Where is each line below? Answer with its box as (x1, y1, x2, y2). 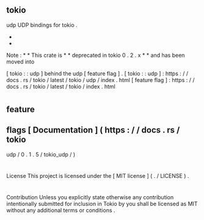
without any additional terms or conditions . (6, 207, 115, 214)
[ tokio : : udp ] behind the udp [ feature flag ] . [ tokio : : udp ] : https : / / (6, 70, 189, 77)
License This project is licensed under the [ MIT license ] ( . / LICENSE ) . (6, 172, 189, 179)
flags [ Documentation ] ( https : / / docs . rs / (6, 125, 180, 136)
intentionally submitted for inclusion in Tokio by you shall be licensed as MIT (6, 200, 198, 207)
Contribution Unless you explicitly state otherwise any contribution (6, 193, 174, 200)
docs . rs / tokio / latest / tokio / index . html (6, 82, 116, 90)
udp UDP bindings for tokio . (6, 21, 78, 29)
